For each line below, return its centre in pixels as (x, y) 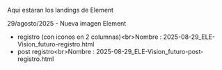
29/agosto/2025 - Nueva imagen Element (67, 23)
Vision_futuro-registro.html (56, 44)
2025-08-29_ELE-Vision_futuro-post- (150, 52)
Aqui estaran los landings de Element (60, 10)
